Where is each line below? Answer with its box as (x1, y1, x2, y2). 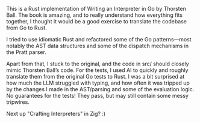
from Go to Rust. (6, 24, 47, 31)
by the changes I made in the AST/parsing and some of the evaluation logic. (6, 86, 195, 92)
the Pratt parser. (6, 49, 46, 56)
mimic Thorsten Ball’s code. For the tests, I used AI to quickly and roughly (6, 67, 189, 74)
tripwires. (6, 98, 30, 106)
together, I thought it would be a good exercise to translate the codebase (6, 18, 187, 25)
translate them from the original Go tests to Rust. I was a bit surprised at (6, 73, 185, 80)
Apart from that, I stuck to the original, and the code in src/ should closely (6, 60, 189, 67)
